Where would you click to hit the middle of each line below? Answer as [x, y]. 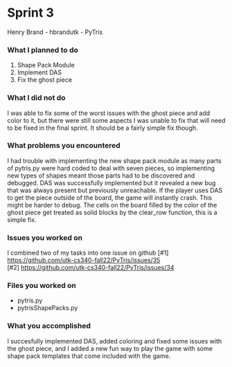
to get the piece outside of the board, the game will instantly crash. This [110, 197]
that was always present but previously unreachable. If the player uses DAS [115, 190]
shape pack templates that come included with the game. [89, 356]
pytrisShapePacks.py [47, 308]
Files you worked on [42, 286]
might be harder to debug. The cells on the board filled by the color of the [112, 205]
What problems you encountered [64, 146]
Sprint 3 [30, 13]
